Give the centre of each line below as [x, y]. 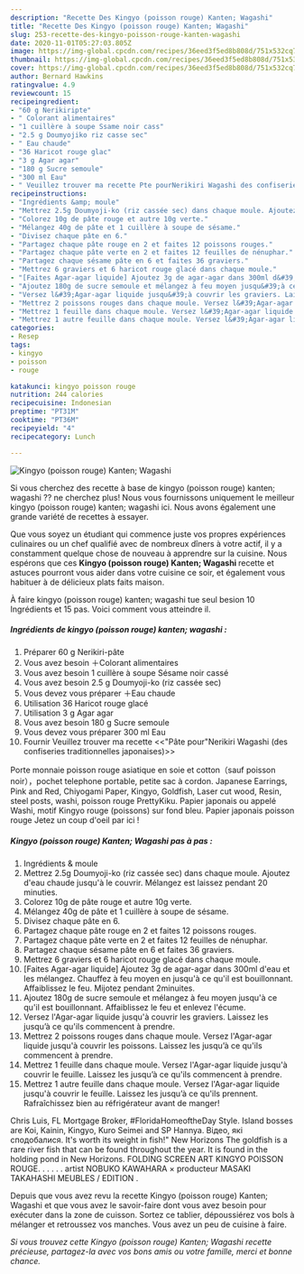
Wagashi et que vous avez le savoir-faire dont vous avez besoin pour [138, 1205]
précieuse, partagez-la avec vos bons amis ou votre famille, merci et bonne [151, 1251]
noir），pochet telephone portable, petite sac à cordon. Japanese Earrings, [149, 781]
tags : [20, 345]
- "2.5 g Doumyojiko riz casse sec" [79, 135]
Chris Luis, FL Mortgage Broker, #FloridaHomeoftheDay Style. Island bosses [152, 1121]
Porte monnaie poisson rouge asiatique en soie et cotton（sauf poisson [143, 770]
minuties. [40, 892]
